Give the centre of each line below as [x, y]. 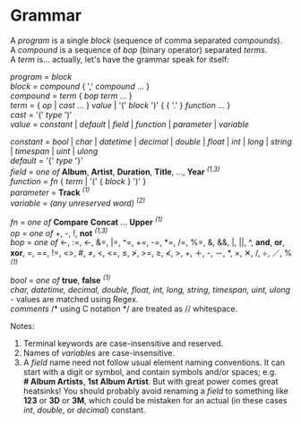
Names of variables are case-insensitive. [99, 352]
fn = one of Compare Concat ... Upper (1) [86, 221]
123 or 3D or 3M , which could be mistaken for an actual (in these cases [155, 400]
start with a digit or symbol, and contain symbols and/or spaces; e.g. [150, 371]
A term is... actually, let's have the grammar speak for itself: [120, 59]
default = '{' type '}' [47, 160]
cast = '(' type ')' [41, 114]
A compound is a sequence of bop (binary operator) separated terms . [139, 49]
